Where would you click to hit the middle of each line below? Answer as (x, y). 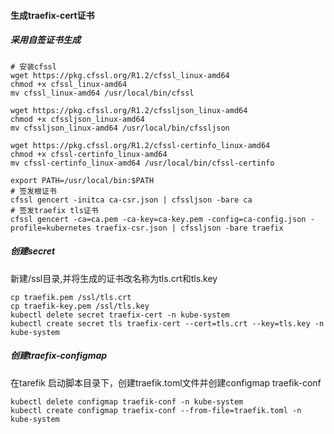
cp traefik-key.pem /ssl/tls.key (80, 306)
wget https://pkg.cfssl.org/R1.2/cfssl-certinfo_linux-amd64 (140, 145)
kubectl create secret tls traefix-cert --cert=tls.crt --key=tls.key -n (167, 323)
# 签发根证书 (33, 191)
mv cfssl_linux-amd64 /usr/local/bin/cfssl (102, 93)
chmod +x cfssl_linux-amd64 (69, 84)
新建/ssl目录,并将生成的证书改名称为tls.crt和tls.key (114, 278)
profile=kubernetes (51, 228)
